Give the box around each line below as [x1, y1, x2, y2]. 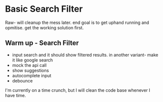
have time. [5, 92, 26, 98]
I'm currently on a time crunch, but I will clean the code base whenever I [5, 87, 150, 93]
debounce [12, 78, 33, 83]
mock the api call [12, 62, 47, 68]
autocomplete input [12, 72, 52, 79]
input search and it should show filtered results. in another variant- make [12, 52, 159, 58]
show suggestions [12, 67, 49, 73]
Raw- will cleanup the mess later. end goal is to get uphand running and [5, 20, 149, 25]
